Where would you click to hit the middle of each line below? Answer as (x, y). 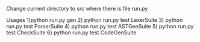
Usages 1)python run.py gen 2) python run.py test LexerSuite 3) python (95, 20)
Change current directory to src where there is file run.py (77, 9)
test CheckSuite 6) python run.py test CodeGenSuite (71, 33)
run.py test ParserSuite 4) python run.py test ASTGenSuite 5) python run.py (100, 26)
